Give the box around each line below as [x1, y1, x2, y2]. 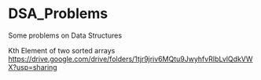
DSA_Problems [8, 5, 108, 23]
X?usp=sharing [8, 62, 57, 71]
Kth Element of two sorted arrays [8, 45, 116, 55]
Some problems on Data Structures [8, 31, 123, 40]
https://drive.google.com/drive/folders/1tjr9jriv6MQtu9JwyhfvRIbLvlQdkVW [8, 54, 253, 64]
